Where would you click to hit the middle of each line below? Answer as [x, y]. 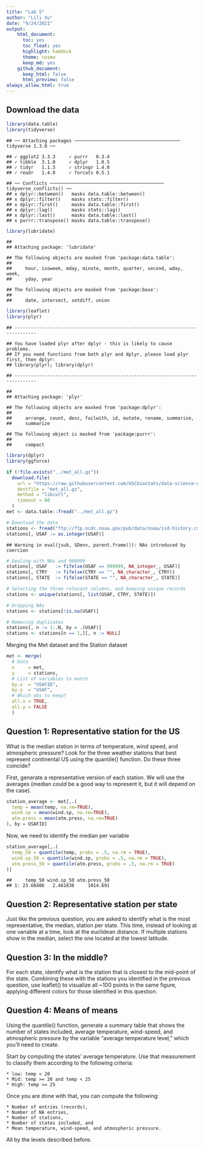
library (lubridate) [31, 231]
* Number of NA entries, [38, 1112]
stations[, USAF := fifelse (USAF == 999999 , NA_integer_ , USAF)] [93, 567]
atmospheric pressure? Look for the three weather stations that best [92, 753]
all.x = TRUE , [29, 702]
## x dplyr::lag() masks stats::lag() [63, 210]
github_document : [39, 68]
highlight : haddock [47, 52]
